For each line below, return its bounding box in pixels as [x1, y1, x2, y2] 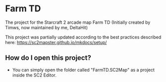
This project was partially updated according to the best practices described [5, 34, 162, 40]
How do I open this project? [5, 54, 92, 62]
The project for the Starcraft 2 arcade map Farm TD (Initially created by [5, 19, 151, 25]
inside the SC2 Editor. [12, 72, 57, 78]
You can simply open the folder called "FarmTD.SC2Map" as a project [12, 67, 155, 73]
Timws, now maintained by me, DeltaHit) [5, 24, 88, 30]
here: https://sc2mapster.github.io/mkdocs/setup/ [5, 39, 107, 45]
